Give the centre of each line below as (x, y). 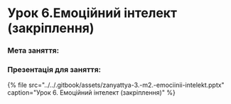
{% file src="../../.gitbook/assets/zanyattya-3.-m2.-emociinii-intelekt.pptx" (116, 85)
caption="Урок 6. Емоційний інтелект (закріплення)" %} (91, 93)
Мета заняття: (33, 51)
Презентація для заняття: (54, 70)
